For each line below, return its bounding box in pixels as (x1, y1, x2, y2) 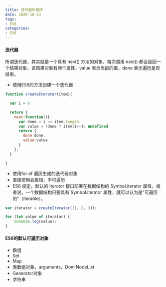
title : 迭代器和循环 (5, 7, 43, 12)
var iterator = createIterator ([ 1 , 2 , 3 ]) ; (5, 205, 97, 210)
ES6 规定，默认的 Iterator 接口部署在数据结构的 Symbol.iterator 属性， (12, 183, 157, 189)
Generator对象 (12, 270, 42, 276)
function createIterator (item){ (5, 92, 72, 97)
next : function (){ (14, 114, 50, 119)
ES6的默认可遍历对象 (5, 235, 49, 241)
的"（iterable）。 (12, 195, 46, 201)
